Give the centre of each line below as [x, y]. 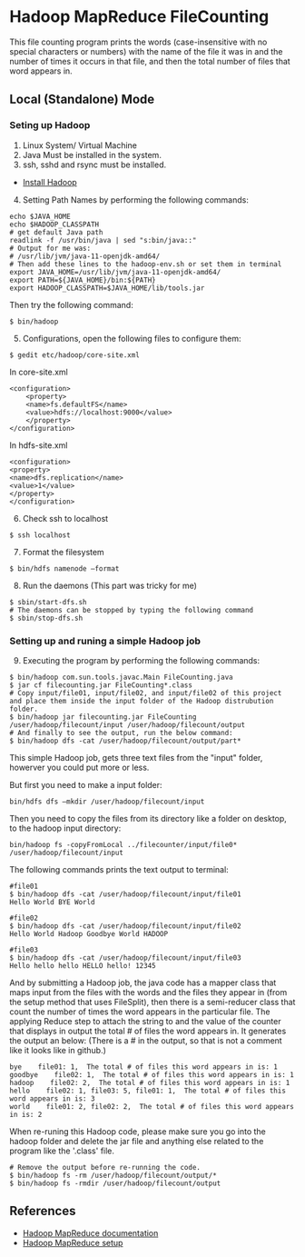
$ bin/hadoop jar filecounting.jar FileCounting [103, 717]
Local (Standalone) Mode [82, 100]
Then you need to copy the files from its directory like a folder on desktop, [148, 818]
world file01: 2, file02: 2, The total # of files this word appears [152, 1106]
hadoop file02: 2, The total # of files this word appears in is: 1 [150, 1082]
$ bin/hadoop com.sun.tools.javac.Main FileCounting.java [121, 677]
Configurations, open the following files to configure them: [132, 338]
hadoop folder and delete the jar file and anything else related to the [137, 1141]
